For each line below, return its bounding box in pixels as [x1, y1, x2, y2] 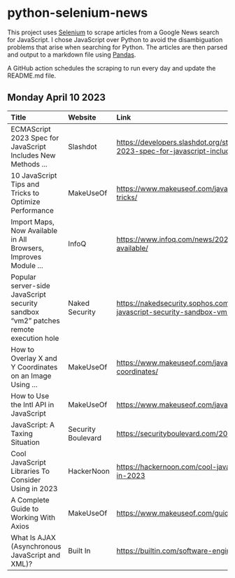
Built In [68, 546, 91, 556]
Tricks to [10, 188, 40, 197]
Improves [10, 252, 42, 262]
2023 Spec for [10, 133, 59, 143]
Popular [10, 272, 36, 281]
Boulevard [68, 432, 101, 442]
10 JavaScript [10, 170, 57, 180]
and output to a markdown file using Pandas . [7, 50, 136, 59]
